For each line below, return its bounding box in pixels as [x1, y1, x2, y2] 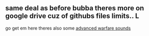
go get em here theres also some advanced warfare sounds [5, 25, 131, 31]
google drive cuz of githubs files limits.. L [5, 12, 139, 20]
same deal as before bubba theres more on [5, 4, 144, 12]
